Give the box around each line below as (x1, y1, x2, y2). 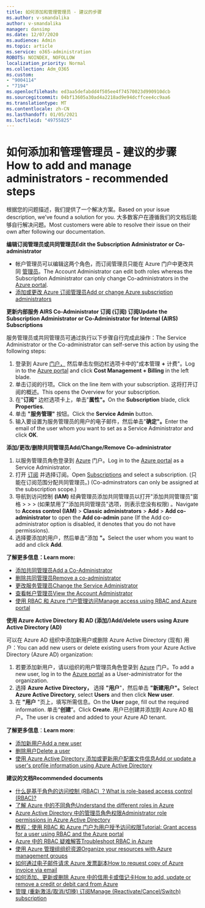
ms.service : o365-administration (6, 49, 92, 55)
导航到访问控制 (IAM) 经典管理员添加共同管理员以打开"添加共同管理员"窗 (15, 493, 198, 500)
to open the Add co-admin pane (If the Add (51, 514, 162, 521)
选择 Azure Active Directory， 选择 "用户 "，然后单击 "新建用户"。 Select (15, 684, 199, 692)
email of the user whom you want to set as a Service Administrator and (15, 425, 194, 432)
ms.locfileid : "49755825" (6, 117, 72, 123)
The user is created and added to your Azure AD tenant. (26, 714, 167, 721)
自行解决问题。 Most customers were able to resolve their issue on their (11, 221, 191, 228)
